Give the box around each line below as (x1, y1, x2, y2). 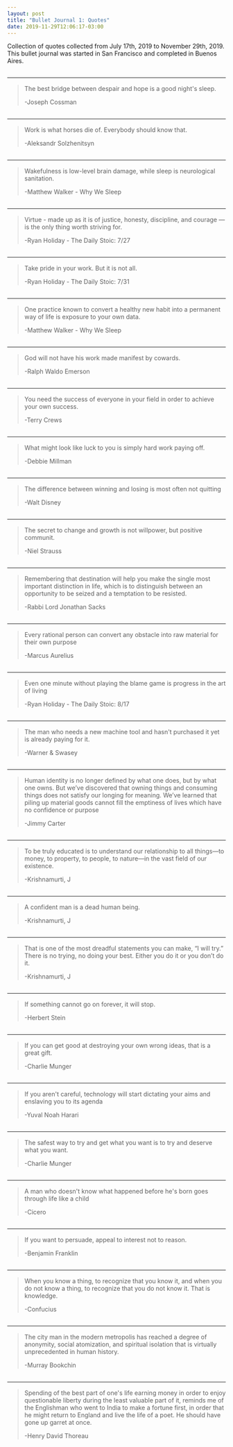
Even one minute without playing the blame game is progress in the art (24, 679, 226, 688)
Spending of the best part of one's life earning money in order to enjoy (24, 1389, 226, 1397)
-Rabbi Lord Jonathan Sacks (24, 603, 106, 611)
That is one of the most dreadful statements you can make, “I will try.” (24, 945, 224, 953)
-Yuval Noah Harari (24, 1111, 79, 1119)
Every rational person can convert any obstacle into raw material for (24, 631, 218, 639)
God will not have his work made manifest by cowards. (24, 354, 181, 362)
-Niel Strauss (24, 547, 62, 555)
